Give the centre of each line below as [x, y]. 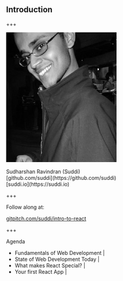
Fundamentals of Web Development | [59, 253]
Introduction [29, 10]
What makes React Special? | [50, 265]
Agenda [16, 241]
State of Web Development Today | [57, 259]
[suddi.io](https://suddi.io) [38, 184]
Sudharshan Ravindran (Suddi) [43, 172]
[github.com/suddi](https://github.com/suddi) [61, 177]
